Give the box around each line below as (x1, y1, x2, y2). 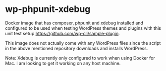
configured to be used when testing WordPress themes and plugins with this (5, 25, 161, 31)
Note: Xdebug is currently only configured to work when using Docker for (5, 55, 155, 61)
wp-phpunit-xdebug (5, 3, 91, 15)
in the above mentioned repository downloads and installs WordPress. (5, 45, 148, 51)
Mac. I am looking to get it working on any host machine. (5, 60, 121, 66)
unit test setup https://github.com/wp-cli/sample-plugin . (5, 30, 120, 36)
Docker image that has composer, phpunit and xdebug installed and (5, 20, 144, 26)
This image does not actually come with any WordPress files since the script (5, 40, 161, 46)
